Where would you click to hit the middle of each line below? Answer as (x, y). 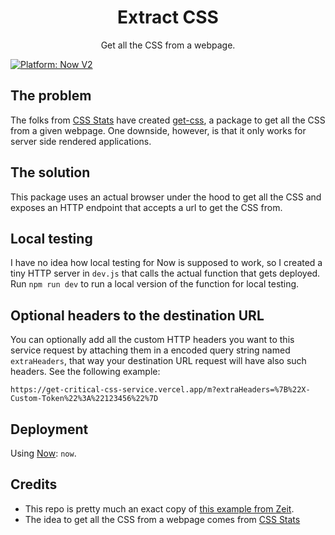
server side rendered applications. (81, 141)
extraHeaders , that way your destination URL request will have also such (158, 361)
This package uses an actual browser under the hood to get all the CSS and (166, 197)
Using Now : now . (43, 453)
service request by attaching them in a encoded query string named (150, 350)
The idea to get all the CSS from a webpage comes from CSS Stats (162, 519)
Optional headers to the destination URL (137, 315)
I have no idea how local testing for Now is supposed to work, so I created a (166, 263)
